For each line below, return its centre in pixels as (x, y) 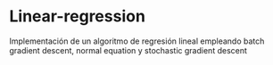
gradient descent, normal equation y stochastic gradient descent (128, 50)
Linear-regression (77, 16)
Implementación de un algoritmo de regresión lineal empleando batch (137, 41)
